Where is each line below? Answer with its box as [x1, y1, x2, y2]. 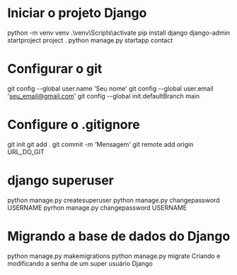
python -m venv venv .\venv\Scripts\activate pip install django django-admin [7, 28, 231, 37]
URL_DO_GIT [7, 147, 45, 156]
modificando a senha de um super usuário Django [7, 259, 154, 267]
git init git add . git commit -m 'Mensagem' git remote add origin [7, 140, 194, 148]
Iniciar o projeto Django [7, 5, 147, 21]
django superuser [7, 172, 115, 189]
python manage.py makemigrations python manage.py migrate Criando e [7, 252, 221, 260]
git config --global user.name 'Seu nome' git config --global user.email [7, 84, 214, 93]
